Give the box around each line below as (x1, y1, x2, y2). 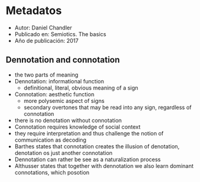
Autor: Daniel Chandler (14, 24, 72, 31)
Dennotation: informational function (14, 77, 105, 85)
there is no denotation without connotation (14, 116, 122, 124)
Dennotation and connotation (6, 55, 120, 65)
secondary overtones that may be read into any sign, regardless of (23, 104, 192, 111)
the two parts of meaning (14, 71, 79, 78)
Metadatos (6, 4, 62, 18)
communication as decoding (14, 136, 87, 143)
